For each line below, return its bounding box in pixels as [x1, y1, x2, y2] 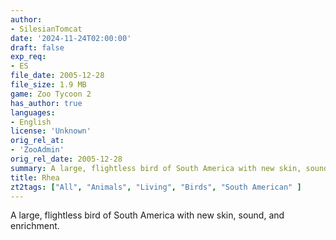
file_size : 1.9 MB [10, 80, 87, 90]
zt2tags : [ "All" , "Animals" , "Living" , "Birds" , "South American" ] [10, 182, 302, 192]
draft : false [10, 42, 65, 53]
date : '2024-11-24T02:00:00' [10, 33, 132, 43]
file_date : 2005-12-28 [10, 71, 105, 81]
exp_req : [10, 52, 47, 62]
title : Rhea [10, 172, 60, 183]
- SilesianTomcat [10, 24, 83, 34]
